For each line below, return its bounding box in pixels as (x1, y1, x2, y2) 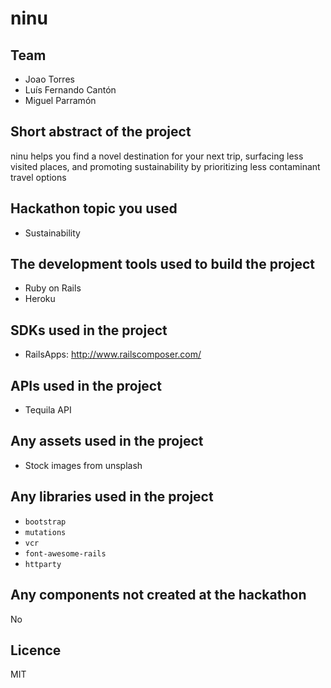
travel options (10, 171, 67, 183)
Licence (10, 642, 62, 659)
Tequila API (24, 404, 72, 416)
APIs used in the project (10, 377, 162, 394)
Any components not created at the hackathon (10, 587, 307, 604)
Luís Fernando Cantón (24, 84, 117, 96)
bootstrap (24, 517, 67, 527)
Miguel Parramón (24, 95, 97, 106)
